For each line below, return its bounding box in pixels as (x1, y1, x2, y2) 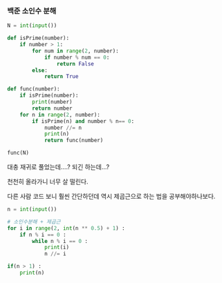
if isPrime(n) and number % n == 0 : (32, 117, 135, 125)
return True (44, 73, 79, 80)
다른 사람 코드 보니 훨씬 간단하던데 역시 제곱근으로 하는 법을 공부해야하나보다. (7, 192, 216, 201)
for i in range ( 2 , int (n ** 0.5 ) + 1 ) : (7, 224, 126, 232)
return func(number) (44, 137, 104, 144)
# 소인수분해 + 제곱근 (7, 218, 61, 225)
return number (32, 105, 73, 112)
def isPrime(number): (7, 35, 70, 42)
